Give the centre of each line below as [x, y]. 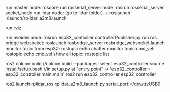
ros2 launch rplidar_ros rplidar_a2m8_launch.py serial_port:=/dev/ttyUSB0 [83, 84]
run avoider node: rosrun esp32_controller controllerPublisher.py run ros [81, 38]
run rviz [13, 28]
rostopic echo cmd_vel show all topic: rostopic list [57, 54]
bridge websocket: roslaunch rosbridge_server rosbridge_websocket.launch [85, 43]
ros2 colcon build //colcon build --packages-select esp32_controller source [85, 63]
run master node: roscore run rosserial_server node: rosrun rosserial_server [85, 7]
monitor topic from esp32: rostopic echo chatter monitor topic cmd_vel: [80, 48]
